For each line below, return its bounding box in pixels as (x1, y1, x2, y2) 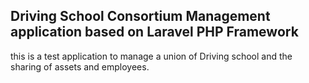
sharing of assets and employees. (10, 60, 150, 73)
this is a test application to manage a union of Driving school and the (10, 50, 293, 62)
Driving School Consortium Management (10, 8, 271, 25)
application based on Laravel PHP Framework (10, 24, 299, 41)
